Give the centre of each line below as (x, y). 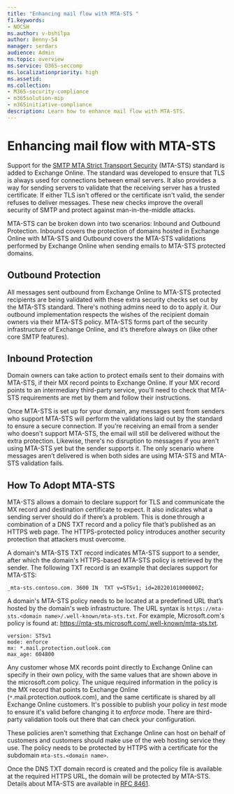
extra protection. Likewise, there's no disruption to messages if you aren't (113, 441)
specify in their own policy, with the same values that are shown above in (112, 675)
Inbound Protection (50, 359)
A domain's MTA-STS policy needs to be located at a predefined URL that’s (115, 601)
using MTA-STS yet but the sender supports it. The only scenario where (111, 448)
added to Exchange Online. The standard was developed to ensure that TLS (116, 173)
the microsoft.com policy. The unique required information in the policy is (112, 682)
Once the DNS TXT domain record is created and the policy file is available (115, 769)
